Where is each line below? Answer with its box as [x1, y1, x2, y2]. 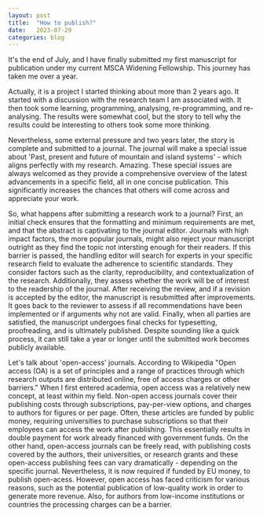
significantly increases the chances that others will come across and [8, 185, 230, 195]
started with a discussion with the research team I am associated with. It [8, 95, 242, 104]
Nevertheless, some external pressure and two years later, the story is [8, 135, 236, 145]
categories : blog [8, 33, 65, 42]
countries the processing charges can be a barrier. [8, 500, 173, 509]
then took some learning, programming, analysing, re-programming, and [8, 104, 242, 113]
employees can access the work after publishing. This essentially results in [8, 425, 250, 434]
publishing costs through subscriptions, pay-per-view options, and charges [8, 400, 252, 409]
